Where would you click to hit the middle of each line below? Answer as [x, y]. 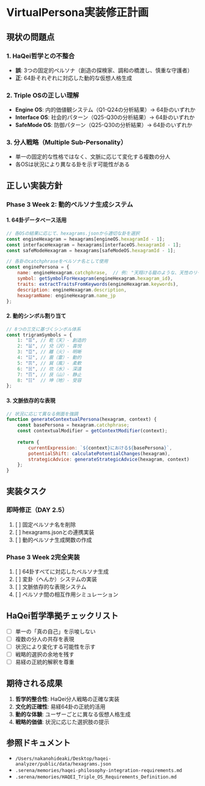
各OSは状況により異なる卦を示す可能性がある [72, 164]
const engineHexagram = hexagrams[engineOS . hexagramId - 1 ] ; [86, 239]
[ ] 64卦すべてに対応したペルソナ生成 [62, 572]
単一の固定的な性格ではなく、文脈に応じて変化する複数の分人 [93, 157]
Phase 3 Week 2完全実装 [43, 557]
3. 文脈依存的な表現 [31, 400]
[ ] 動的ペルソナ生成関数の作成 [53, 540]
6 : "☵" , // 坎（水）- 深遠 [49, 369]
